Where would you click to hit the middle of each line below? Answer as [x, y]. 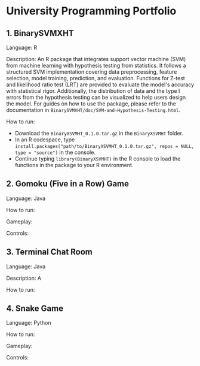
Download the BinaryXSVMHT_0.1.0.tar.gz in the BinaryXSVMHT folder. [99, 133]
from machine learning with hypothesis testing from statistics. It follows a [96, 65]
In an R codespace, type [45, 140]
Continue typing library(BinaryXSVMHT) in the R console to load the [98, 159]
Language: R [22, 47]
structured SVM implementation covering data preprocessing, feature [92, 72]
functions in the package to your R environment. [74, 165]
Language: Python [29, 323]
